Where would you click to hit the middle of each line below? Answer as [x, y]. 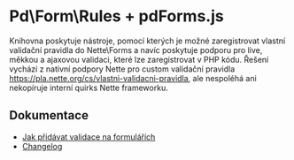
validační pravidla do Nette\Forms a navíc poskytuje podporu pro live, [136, 50]
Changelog [42, 146]
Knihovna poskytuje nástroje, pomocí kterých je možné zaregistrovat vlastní [147, 41]
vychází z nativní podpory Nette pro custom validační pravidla [122, 69]
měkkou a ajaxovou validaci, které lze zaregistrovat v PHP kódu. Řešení [139, 59]
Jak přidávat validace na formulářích [89, 137]
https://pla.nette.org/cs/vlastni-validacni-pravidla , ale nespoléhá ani [133, 78]
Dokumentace [49, 115]
